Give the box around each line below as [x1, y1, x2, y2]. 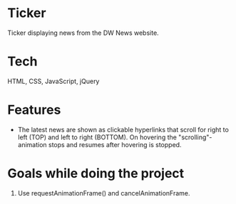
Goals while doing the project [7, 166, 185, 181]
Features [7, 102, 61, 118]
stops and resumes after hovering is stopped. [48, 140, 182, 149]
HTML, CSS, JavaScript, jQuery [7, 77, 100, 85]
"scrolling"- [178, 133, 212, 141]
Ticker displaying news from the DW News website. [7, 28, 159, 37]
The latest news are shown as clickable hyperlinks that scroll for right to [17, 125, 230, 134]
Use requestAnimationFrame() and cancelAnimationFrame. [17, 188, 190, 197]
